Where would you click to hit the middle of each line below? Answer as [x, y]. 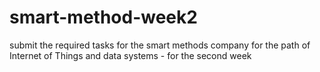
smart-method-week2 [103, 17]
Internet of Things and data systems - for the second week [130, 55]
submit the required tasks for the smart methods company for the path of [160, 45]
